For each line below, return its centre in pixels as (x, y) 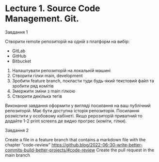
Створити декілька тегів (37, 96)
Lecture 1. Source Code (53, 8)
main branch (17, 155)
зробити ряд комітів (33, 86)
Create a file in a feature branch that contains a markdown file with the (75, 140)
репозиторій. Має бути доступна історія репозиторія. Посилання (72, 110)
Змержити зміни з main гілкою (44, 91)
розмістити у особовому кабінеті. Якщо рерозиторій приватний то (74, 116)
